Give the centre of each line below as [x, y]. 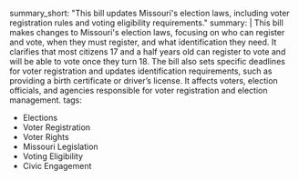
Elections [40, 118]
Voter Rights [46, 137]
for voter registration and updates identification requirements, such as [141, 71]
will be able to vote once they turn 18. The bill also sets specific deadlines [147, 61]
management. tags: [46, 100]
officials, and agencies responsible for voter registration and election [139, 90]
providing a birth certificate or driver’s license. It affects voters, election [144, 80]
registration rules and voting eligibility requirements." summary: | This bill [147, 23]
